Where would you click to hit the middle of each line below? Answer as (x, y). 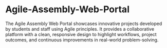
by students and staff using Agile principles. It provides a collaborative (80, 29)
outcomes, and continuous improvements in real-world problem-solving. (82, 40)
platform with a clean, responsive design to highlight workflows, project (81, 34)
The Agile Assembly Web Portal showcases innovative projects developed (84, 23)
